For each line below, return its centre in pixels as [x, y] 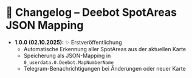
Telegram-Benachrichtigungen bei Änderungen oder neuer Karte [105, 68]
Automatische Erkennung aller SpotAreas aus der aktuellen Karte [105, 49]
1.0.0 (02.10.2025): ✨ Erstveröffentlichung [68, 42]
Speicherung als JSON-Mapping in [67, 55]
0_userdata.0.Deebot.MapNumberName [68, 62]
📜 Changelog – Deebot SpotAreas [91, 12]
